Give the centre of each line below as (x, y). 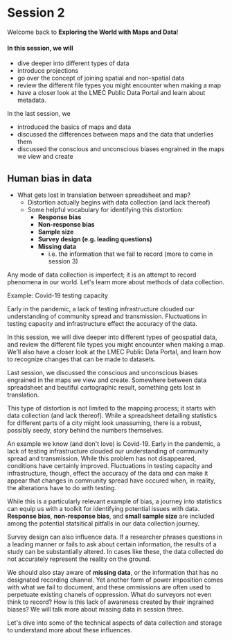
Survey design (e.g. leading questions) (95, 239)
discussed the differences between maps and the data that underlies (115, 135)
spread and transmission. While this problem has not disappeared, (101, 458)
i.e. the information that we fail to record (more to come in (131, 254)
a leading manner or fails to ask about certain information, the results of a (112, 544)
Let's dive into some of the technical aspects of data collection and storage (115, 623)
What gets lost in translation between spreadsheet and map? (104, 195)
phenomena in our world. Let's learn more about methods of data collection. (116, 282)
